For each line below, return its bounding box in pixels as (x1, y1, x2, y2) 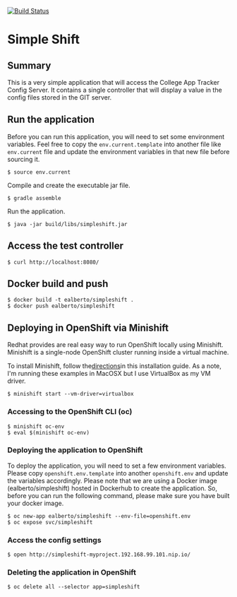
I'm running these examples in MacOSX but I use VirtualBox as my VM (7, 370, 211, 378)
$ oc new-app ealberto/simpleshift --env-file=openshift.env (7, 512, 191, 519)
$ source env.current (7, 168, 71, 176)
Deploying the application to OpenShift (7, 445, 143, 455)
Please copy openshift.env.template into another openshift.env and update (7, 468, 229, 477)
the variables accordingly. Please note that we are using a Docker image (7, 476, 217, 485)
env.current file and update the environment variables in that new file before (7, 147, 230, 155)
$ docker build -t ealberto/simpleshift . (7, 297, 134, 304)
